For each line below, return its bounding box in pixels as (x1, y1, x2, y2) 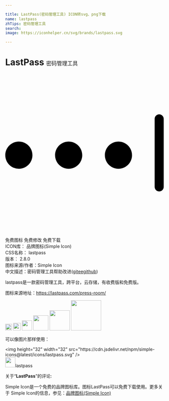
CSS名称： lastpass (5, 250, 46, 256)
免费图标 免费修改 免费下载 (5, 237, 61, 243)
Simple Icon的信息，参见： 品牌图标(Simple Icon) (11, 390, 112, 396)
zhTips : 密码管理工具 (5, 21, 46, 26)
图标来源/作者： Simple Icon (5, 262, 62, 269)
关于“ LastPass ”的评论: (5, 373, 52, 379)
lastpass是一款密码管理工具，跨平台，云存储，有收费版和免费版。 (5, 279, 142, 285)
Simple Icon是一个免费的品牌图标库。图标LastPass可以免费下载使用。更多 (5, 384, 158, 390)
